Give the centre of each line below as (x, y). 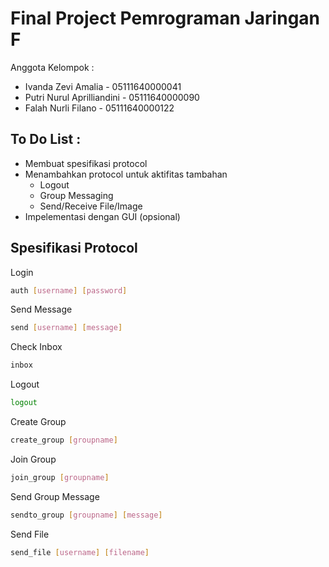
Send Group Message (55, 496)
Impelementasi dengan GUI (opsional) (102, 216)
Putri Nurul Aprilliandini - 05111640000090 (112, 97)
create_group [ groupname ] (64, 440)
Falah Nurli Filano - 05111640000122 (99, 108)
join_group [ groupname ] (60, 477)
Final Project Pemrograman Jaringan (165, 18)
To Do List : (46, 139)
